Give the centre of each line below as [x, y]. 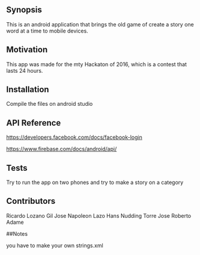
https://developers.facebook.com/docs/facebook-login [74, 137]
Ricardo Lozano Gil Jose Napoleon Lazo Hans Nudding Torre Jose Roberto [98, 215]
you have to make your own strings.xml [55, 245]
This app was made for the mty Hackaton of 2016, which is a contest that [97, 64]
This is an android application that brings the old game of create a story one [100, 24]
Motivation [27, 50]
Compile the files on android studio [50, 104]
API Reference [34, 123]
